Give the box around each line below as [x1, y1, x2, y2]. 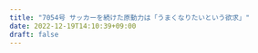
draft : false [9, 30, 59, 39]
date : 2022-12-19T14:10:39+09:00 [9, 22, 137, 31]
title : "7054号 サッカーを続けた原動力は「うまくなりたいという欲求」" [9, 13, 251, 22]
